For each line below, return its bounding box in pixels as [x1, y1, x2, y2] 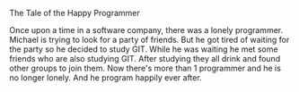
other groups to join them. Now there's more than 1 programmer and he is [9, 63, 281, 73]
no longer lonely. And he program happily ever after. [9, 72, 202, 83]
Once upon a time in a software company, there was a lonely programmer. [9, 25, 284, 35]
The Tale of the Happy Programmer [9, 8, 141, 18]
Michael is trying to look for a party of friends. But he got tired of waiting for [9, 35, 290, 45]
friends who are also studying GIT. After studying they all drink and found [9, 54, 281, 63]
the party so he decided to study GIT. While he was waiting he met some [9, 44, 278, 54]
